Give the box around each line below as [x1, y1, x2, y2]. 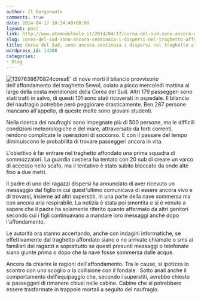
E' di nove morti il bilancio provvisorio [66, 75, 159, 83]
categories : [6, 53, 36, 59]
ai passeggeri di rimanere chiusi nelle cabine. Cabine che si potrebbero [6, 279, 182, 286]
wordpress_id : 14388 [6, 48, 58, 54]
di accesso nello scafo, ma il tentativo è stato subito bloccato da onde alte [6, 162, 189, 169]
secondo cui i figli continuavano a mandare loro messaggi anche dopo [6, 212, 179, 219]
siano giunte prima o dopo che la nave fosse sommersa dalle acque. [6, 249, 175, 256]
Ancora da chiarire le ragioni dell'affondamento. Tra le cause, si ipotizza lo [6, 260, 190, 267]
